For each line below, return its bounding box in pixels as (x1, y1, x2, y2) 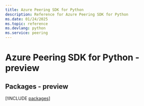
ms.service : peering (5, 30, 48, 35)
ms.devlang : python (5, 26, 46, 31)
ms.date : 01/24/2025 (5, 16, 48, 21)
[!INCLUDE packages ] (5, 96, 50, 101)
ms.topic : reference (5, 21, 48, 26)
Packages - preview (5, 82, 68, 91)
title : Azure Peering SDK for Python (5, 7, 84, 12)
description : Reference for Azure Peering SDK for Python (5, 12, 128, 17)
